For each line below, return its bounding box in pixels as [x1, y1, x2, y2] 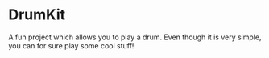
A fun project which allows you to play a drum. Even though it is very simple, [8, 32, 262, 42]
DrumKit [8, 6, 66, 24]
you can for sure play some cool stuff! [8, 40, 134, 50]
